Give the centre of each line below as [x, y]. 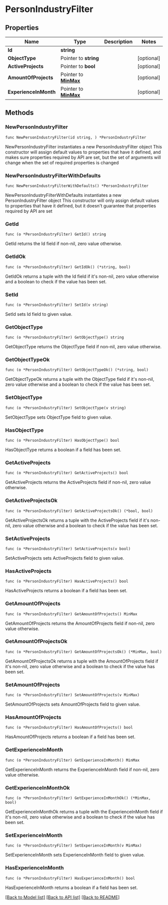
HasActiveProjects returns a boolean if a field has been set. [66, 591]
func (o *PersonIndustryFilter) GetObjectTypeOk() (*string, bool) [77, 370]
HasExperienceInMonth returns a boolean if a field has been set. [71, 888]
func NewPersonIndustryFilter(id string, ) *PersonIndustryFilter [76, 137]
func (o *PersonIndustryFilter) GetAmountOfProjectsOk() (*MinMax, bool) [84, 652]
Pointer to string [79, 58]
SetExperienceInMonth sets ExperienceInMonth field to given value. [75, 855]
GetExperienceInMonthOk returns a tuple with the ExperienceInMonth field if [84, 812]
